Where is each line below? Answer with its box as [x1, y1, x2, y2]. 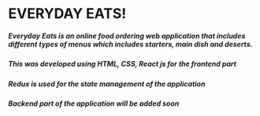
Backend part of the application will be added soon [8, 99, 180, 108]
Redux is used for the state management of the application [8, 79, 206, 89]
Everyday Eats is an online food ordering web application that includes [8, 31, 246, 40]
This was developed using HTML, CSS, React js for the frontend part [8, 60, 236, 69]
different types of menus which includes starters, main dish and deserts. [8, 39, 254, 49]
